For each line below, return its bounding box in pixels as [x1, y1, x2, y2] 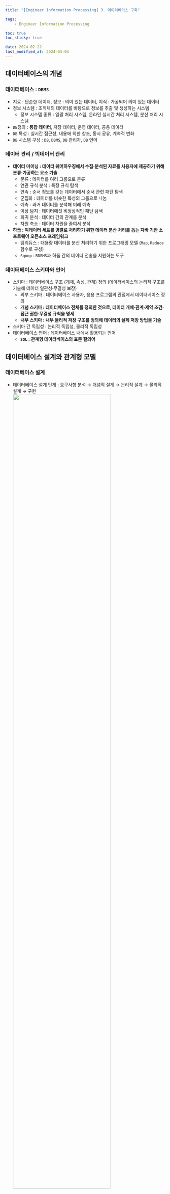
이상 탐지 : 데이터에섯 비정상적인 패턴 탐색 [20, 207, 103, 214]
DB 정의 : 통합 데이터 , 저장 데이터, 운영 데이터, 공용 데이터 [12, 124, 124, 130]
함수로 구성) [20, 246, 44, 252]
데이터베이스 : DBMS [5, 86, 49, 93]
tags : [5, 16, 17, 22]
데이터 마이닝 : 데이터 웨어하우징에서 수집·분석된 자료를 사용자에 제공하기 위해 [12, 163, 164, 169]
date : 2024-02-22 [5, 44, 42, 50]
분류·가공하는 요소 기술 [12, 169, 57, 176]
